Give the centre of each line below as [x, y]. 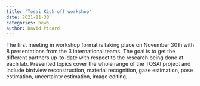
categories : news [28, 23]
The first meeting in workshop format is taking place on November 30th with [100, 45]
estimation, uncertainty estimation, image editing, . [68, 77]
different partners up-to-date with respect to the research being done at [95, 58]
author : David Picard [33, 28]
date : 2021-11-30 [28, 17]
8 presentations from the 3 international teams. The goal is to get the [91, 52]
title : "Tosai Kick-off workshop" [49, 12]
